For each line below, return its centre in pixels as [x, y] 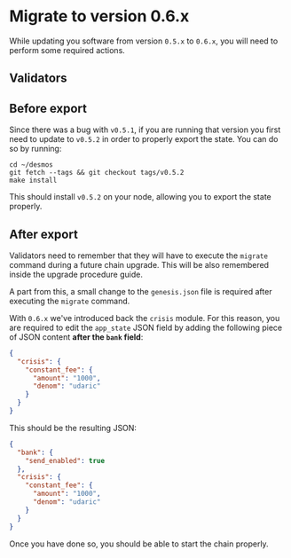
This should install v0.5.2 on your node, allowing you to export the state [141, 197]
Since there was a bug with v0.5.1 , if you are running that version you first [145, 130]
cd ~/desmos [31, 165]
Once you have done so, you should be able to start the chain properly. [139, 544]
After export [43, 234]
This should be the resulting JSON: [73, 428]
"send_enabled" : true [65, 460]
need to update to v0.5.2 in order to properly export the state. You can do [144, 139]
